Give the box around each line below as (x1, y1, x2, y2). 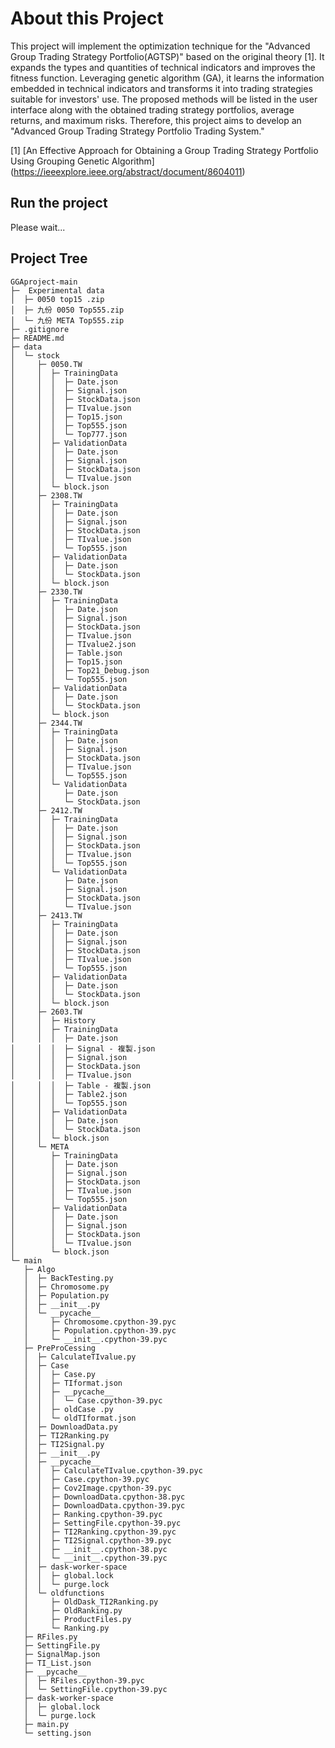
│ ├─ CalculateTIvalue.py (23, 1352, 137, 1362)
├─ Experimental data (10, 285, 105, 296)
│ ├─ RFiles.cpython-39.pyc (23, 1675, 145, 1686)
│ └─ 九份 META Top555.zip (10, 315, 125, 326)
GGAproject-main (10, 277, 78, 287)
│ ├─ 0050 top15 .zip (10, 294, 105, 304)
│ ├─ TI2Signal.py (23, 1439, 105, 1449)
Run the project (10, 195, 108, 212)
